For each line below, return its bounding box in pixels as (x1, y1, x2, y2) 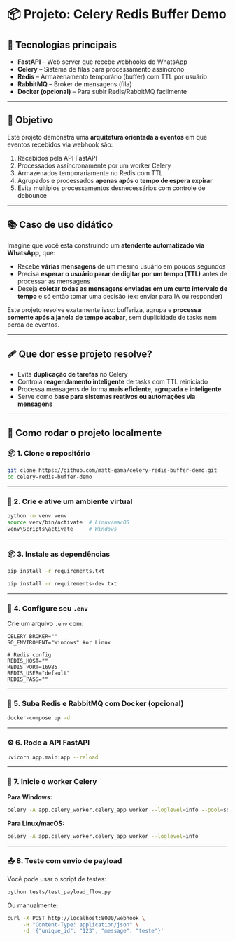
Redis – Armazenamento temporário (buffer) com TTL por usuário (17, 72, 208, 81)
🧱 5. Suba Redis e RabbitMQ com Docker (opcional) (7, 699, 184, 709)
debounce (17, 191, 48, 199)
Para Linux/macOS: (7, 819, 65, 827)
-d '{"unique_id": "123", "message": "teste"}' (22, 928, 164, 935)
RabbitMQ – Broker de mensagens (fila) (17, 80, 132, 88)
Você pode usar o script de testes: (7, 874, 107, 883)
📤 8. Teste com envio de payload (7, 856, 122, 866)
